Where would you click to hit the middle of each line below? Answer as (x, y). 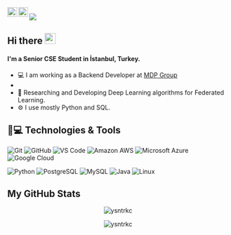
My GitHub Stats (44, 193)
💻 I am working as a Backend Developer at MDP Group (97, 75)
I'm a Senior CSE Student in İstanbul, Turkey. (74, 58)
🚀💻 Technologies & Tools (64, 130)
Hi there (25, 41)
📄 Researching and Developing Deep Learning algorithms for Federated (121, 92)
